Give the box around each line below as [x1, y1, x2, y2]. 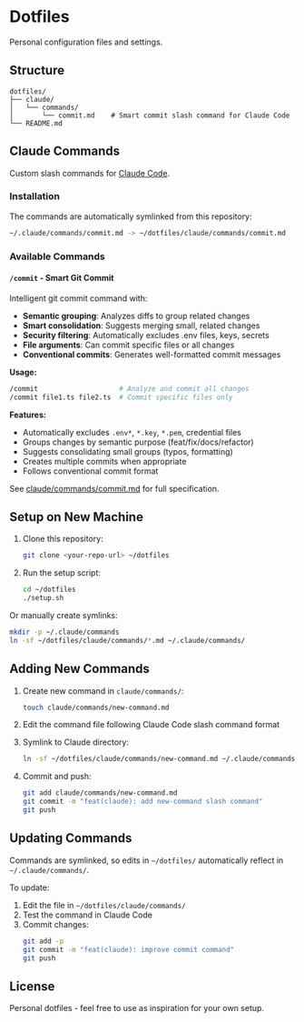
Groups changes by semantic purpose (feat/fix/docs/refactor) [22, 436, 254, 447]
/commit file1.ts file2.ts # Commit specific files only [9, 393, 233, 402]
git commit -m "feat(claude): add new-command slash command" [22, 797, 263, 807]
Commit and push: [22, 771, 93, 782]
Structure [9, 63, 65, 78]
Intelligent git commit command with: [9, 293, 148, 304]
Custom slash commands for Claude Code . [9, 167, 171, 178]
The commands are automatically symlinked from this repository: [9, 211, 252, 222]
